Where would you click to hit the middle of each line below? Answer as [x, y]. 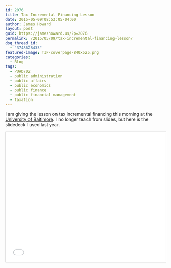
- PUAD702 [20, 72]
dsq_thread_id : [21, 43]
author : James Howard [28, 24]
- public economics [31, 85]
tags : [11, 66]
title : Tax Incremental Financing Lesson [50, 15]
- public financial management [43, 95]
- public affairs [28, 81]
